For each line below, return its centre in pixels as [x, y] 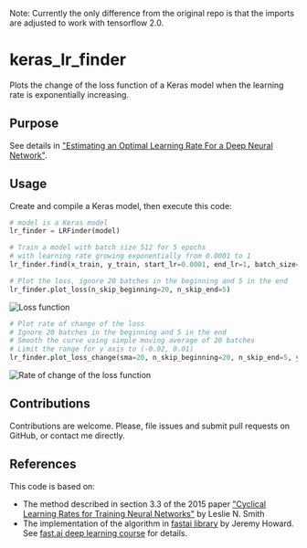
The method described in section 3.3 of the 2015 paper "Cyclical [144, 504]
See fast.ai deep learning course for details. [105, 532]
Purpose [34, 124]
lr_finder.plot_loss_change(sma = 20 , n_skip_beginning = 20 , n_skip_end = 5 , [151, 358]
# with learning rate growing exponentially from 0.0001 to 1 [130, 256]
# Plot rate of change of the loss [77, 323]
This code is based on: [53, 486]
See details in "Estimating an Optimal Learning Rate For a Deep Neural [142, 145]
